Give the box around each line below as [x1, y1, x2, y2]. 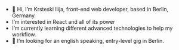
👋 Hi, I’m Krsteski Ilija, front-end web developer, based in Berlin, [11, 6, 169, 12]
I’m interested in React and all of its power [11, 18, 115, 25]
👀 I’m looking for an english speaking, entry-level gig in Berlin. [11, 37, 164, 44]
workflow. [11, 31, 36, 38]
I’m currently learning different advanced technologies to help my [11, 24, 173, 32]
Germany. [11, 12, 36, 19]
